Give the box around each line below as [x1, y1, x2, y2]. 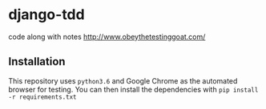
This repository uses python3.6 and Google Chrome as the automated [8, 76, 238, 85]
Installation [8, 55, 66, 68]
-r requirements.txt [8, 93, 78, 101]
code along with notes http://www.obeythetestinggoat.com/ [8, 32, 206, 41]
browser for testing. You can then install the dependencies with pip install [8, 84, 259, 94]
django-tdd [8, 6, 86, 24]
